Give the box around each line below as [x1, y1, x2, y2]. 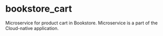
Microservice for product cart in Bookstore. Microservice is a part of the [5, 20, 158, 26]
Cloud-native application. [5, 25, 59, 31]
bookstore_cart [5, 3, 73, 15]
